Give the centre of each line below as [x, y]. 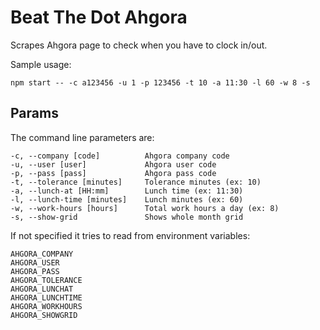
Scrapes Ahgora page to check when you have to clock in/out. [139, 45]
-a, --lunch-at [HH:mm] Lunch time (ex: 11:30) [127, 191]
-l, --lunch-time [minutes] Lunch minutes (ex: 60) [127, 199]
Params [34, 113]
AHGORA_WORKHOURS [46, 306]
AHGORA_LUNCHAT [42, 289]
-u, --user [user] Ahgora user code [113, 164]
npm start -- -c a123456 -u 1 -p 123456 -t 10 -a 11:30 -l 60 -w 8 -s [160, 82]
